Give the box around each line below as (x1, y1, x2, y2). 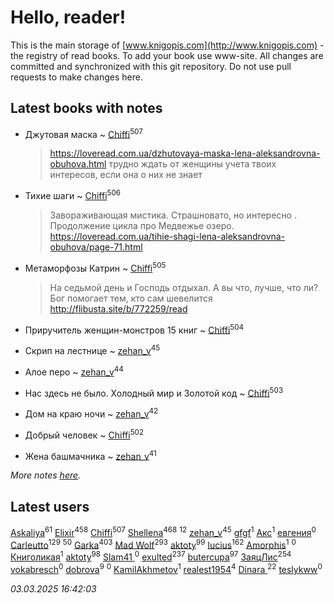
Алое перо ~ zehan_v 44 (24, 364, 124, 378)
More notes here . (10, 469, 82, 481)
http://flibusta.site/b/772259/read (49, 302, 188, 315)
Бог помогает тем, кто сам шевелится (49, 292, 213, 304)
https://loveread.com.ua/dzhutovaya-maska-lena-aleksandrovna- (49, 147, 321, 160)
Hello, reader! (10, 6, 127, 29)
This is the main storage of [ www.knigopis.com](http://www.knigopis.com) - (10, 39, 325, 51)
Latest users (10, 498, 90, 515)
